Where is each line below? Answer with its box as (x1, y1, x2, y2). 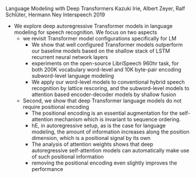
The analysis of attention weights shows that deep (31, 141, 154, 148)
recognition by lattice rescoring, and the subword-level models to (31, 85, 190, 91)
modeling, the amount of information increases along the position (31, 128, 190, 135)
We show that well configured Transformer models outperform (31, 41, 183, 48)
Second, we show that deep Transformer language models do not (22, 97, 182, 104)
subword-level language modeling (31, 73, 114, 79)
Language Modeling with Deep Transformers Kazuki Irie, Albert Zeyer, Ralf (5, 5, 185, 12)
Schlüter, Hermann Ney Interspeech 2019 (5, 11, 105, 18)
